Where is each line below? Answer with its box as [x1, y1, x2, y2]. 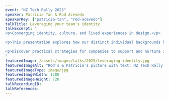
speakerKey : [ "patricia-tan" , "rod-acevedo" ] [5, 17, 102, 22]
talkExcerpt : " [5, 26, 37, 31]
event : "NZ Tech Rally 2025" [5, 7, 66, 13]
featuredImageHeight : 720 [5, 77, 59, 82]
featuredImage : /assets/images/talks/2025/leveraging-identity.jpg [5, 58, 150, 63]
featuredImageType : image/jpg [5, 67, 69, 73]
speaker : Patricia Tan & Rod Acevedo [5, 12, 84, 17]
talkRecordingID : [5, 81, 42, 87]
